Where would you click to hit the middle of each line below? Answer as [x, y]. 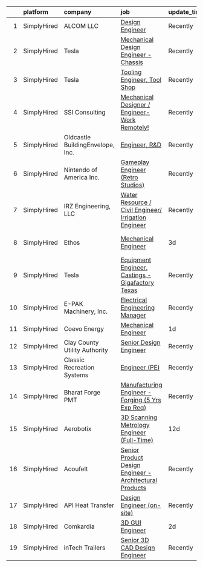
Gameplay [135, 162]
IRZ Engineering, [87, 206]
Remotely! [135, 128]
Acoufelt [76, 469]
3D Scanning [139, 417]
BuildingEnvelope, [89, 145]
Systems [76, 375]
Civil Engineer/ [141, 210]
